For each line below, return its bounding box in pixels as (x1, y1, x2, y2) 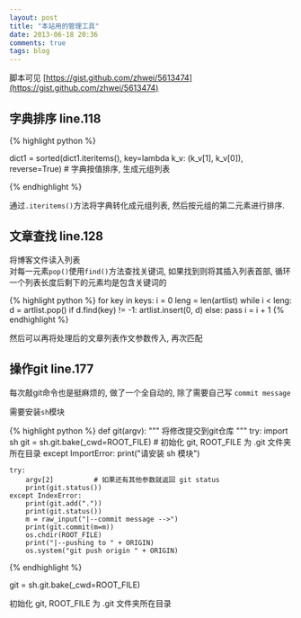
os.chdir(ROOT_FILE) (25, 530, 102, 540)
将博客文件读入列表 (9, 254, 81, 265)
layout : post (9, 13, 58, 22)
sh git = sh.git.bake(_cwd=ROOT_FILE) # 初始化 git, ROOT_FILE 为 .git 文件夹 (9, 436, 292, 447)
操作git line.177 (9, 362, 94, 377)
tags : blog (9, 47, 50, 56)
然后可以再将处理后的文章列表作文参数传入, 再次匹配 (9, 332, 203, 343)
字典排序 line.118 (9, 111, 102, 126)
